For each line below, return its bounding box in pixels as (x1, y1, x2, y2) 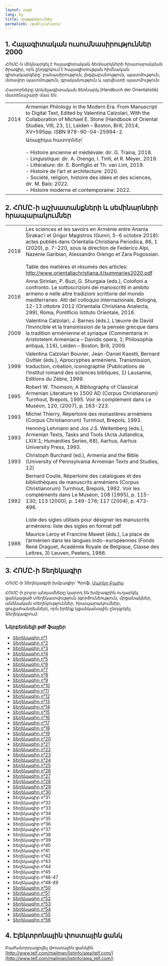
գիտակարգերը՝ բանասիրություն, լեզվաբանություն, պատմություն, (5, 72, 160, 78)
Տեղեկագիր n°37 (12, 826, 51, 832)
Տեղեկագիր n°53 (12, 900, 51, 907)
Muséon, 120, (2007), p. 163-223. (25, 402, 109, 409)
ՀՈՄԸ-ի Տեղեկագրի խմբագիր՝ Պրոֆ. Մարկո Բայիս (5, 580, 124, 586)
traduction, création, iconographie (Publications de (25, 363, 145, 370)
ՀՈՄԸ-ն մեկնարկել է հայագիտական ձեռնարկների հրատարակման (5, 61, 163, 67)
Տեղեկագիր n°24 (12, 757, 51, 763)
